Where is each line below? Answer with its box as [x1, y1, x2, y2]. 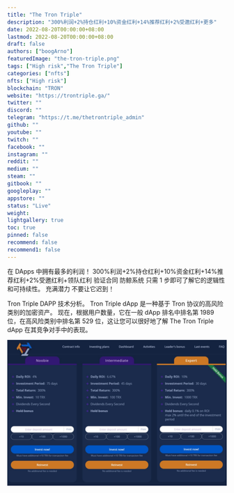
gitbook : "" [7, 180, 42, 187]
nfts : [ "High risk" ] [7, 77, 68, 84]
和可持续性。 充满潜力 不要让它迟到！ [7, 284, 115, 292]
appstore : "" [7, 195, 45, 202]
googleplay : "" [7, 187, 52, 194]
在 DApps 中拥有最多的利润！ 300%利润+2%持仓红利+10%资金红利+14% [7, 267, 218, 275]
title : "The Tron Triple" [7, 11, 82, 18]
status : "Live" [7, 202, 52, 209]
